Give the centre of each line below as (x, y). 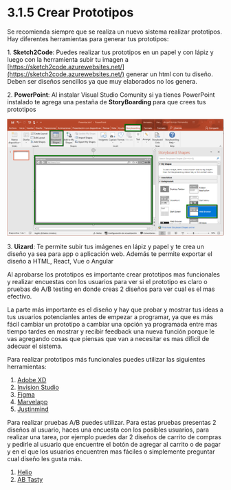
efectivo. (20, 296)
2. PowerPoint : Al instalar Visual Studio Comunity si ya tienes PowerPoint (111, 95)
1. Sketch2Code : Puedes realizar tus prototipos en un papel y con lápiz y (110, 52)
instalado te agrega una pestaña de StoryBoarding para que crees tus (107, 102)
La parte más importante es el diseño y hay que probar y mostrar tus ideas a (115, 310)
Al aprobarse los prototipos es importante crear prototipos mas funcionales (113, 275)
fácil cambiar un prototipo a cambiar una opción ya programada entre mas (112, 325)
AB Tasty (30, 480)
